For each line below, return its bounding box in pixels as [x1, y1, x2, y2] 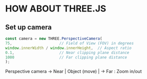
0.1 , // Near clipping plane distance [5, 50, 129, 55]
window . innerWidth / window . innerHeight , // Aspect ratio [5, 45, 132, 50]
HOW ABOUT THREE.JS [5, 3, 107, 14]
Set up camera [5, 23, 52, 31]
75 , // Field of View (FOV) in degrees [5, 40, 134, 45]
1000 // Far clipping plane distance [5, 54, 127, 60]
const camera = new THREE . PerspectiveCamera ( [5, 36, 102, 41]
